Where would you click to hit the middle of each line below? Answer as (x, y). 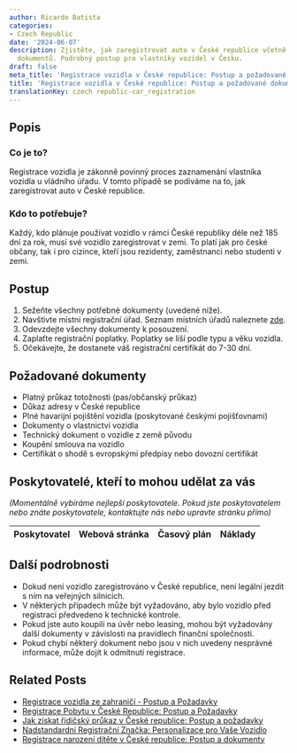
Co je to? (29, 152)
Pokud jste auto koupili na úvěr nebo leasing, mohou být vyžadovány (147, 624)
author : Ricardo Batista (55, 17)
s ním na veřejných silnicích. (73, 595)
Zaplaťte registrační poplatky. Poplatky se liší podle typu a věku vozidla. (152, 338)
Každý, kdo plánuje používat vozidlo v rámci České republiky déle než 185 (144, 233)
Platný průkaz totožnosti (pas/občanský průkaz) (109, 397)
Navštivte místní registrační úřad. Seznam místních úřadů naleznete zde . (154, 320)
